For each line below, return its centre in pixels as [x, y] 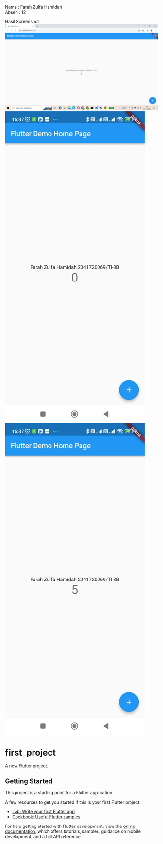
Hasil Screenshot [22, 22]
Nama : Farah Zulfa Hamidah [33, 7]
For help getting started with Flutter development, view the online [70, 826]
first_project [31, 752]
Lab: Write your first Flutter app [43, 812]
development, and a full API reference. [43, 837]
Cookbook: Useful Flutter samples [46, 817]
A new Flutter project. [27, 766]
